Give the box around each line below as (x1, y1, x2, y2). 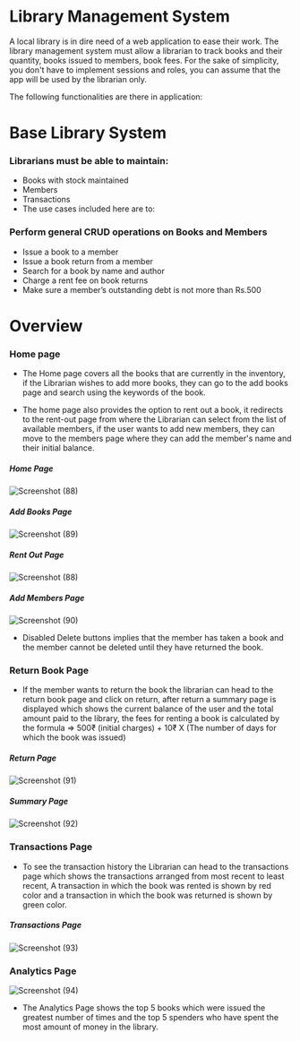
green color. (21, 899, 67, 910)
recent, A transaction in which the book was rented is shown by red (21, 880, 271, 890)
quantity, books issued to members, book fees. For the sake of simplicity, (9, 55, 279, 65)
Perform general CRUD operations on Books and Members (9, 226, 268, 238)
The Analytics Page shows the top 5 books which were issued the (21, 1002, 266, 1013)
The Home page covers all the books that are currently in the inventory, (21, 368, 286, 379)
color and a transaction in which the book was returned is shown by (21, 890, 273, 900)
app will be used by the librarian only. (9, 73, 148, 84)
